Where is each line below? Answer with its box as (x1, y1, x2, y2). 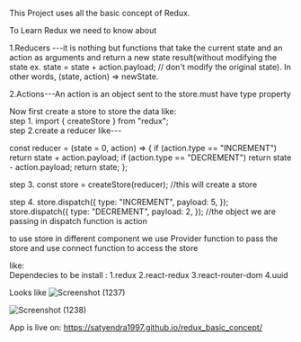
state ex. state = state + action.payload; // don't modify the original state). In (9, 62, 292, 72)
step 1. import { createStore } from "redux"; (9, 116, 169, 126)
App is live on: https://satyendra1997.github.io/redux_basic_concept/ (9, 322, 263, 332)
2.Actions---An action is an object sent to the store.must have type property (9, 89, 292, 99)
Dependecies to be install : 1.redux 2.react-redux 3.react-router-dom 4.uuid (9, 270, 289, 280)
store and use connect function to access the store (9, 243, 199, 253)
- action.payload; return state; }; (9, 162, 128, 172)
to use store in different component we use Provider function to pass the (9, 233, 279, 244)
